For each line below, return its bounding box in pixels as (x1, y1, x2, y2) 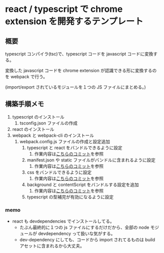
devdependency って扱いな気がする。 (38, 231, 116, 237)
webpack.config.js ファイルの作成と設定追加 (19, 138, 110, 144)
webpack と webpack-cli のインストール (12, 132, 95, 138)
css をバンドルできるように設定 (27, 169, 92, 175)
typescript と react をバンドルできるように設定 (27, 145, 123, 151)
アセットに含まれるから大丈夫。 (19, 243, 85, 249)
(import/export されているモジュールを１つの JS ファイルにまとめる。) (5, 84, 146, 90)
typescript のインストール (12, 114, 65, 120)
